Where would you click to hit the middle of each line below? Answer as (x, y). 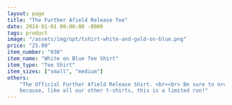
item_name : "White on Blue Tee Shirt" (63, 59)
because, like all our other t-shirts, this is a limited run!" (114, 90)
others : (18, 78)
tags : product (28, 33)
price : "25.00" (29, 46)
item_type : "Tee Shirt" (41, 65)
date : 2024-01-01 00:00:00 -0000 (55, 26)
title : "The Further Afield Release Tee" (68, 20)
